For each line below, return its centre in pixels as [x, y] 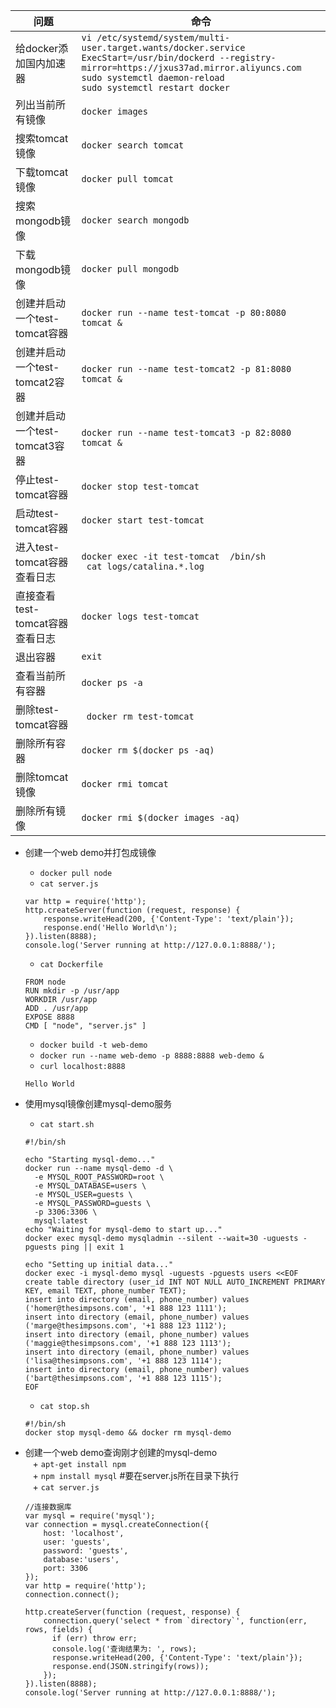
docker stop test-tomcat [140, 486]
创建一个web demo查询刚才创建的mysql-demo [121, 1452]
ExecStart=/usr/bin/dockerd [148, 57]
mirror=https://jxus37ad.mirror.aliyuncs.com [191, 67]
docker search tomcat [133, 145]
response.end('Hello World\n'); [110, 928]
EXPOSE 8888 [49, 1017]
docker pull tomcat [127, 179]
